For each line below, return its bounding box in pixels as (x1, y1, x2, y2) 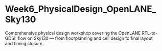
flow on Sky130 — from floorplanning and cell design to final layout (17, 35, 153, 41)
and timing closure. (5, 40, 44, 46)
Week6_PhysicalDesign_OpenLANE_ (5, 3, 157, 15)
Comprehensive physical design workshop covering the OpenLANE (5, 30, 141, 36)
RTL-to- (141, 30, 158, 36)
